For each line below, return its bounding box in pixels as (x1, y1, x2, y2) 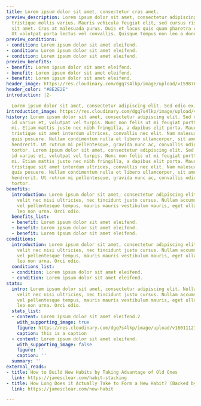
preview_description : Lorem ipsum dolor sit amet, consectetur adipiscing (6, 14, 197, 20)
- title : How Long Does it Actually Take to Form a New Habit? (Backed (6, 380, 188, 386)
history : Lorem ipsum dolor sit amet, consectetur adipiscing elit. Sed (6, 114, 191, 120)
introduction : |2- (6, 92, 52, 98)
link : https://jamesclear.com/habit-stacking (11, 374, 127, 381)
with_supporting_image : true (17, 319, 90, 325)
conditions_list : (11, 264, 55, 270)
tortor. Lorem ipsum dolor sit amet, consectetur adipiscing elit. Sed (11, 147, 194, 153)
